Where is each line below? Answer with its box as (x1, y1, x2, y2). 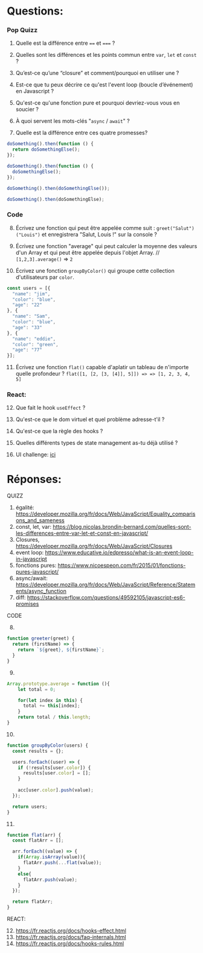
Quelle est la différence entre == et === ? (15, 39, 115, 47)
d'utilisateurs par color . (15, 273, 74, 281)
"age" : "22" (12, 302, 43, 308)
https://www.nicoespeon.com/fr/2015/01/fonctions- (57, 562, 186, 569)
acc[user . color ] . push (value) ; (18, 787, 94, 793)
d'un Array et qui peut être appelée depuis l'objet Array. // (15, 249, 160, 256)
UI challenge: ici (15, 451, 56, 458)
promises (15, 600, 39, 607)
